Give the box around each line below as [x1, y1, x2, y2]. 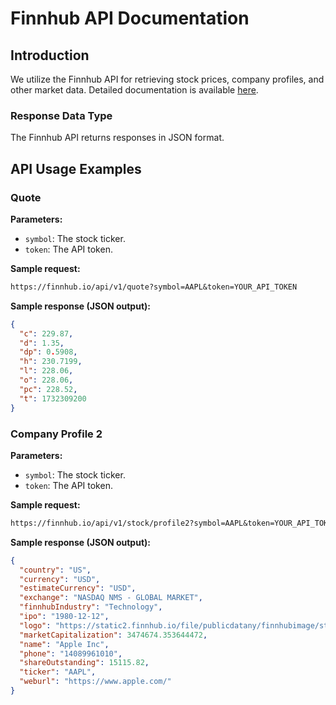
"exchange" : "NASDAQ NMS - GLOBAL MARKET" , [19, 593, 203, 603]
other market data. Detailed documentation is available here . [10, 84, 259, 96]
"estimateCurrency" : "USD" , [19, 583, 137, 594]
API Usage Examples [10, 160, 142, 177]
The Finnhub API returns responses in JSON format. [10, 132, 225, 144]
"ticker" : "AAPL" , [19, 667, 97, 677]
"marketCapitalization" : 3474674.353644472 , [19, 630, 208, 640]
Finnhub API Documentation [10, 7, 250, 30]
